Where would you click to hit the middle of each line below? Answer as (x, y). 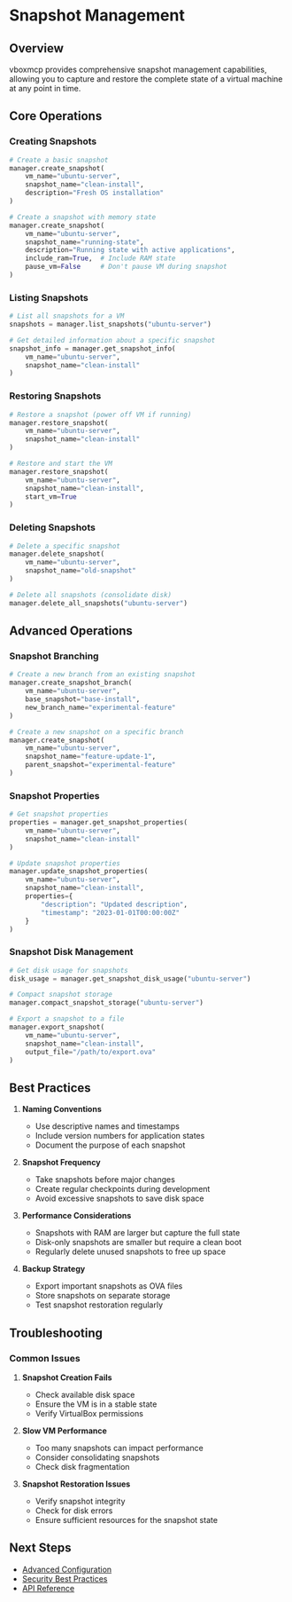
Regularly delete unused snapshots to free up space (131, 1251)
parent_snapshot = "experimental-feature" (100, 765)
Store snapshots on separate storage (103, 1296)
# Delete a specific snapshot (65, 546)
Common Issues (45, 1358)
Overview (37, 48)
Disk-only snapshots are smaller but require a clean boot (138, 1243)
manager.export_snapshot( (57, 1027)
